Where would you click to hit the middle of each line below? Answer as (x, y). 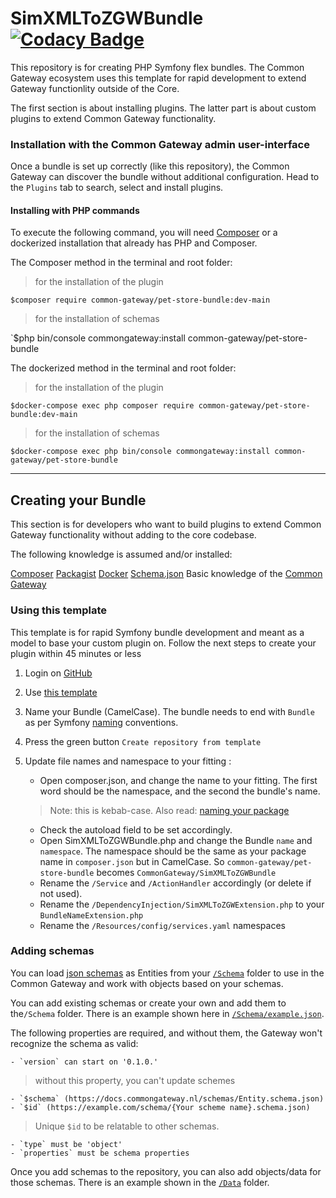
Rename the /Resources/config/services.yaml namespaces (162, 925)
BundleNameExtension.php (91, 915)
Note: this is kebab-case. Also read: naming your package (169, 810)
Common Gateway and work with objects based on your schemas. (147, 983)
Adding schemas (52, 951)
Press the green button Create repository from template (143, 741)
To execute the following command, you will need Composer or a (144, 233)
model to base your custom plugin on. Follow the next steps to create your (163, 643)
